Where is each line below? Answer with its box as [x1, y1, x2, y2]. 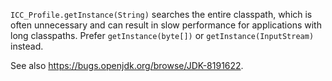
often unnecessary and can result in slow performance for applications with [10, 19, 322, 31]
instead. [10, 40, 44, 52]
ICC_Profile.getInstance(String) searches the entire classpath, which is [10, 9, 313, 20]
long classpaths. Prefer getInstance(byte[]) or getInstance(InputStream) [10, 30, 315, 41]
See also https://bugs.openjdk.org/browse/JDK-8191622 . [10, 60, 244, 71]
